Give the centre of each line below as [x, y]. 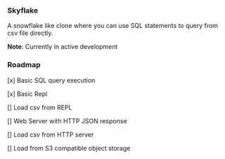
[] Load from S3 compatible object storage [69, 148]
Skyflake [23, 11]
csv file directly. [30, 33]
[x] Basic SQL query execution [51, 80]
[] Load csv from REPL [40, 107]
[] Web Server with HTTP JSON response [67, 120]
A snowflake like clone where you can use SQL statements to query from [112, 26]
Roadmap [24, 65]
